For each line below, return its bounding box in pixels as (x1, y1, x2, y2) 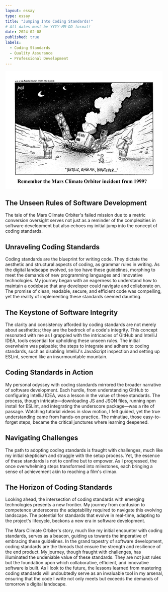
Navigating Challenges (5, 434, 78, 442)
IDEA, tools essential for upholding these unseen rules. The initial (5, 338, 140, 344)
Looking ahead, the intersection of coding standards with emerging (5, 496, 145, 502)
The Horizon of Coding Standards (5, 483, 113, 491)
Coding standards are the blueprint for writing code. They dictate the (5, 256, 148, 262)
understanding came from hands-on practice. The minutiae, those (5, 414, 142, 420)
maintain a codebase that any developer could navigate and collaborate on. (5, 283, 161, 289)
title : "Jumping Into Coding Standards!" (5, 19, 94, 24)
